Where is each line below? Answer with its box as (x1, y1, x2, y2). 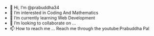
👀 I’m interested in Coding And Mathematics (9, 10, 99, 16)
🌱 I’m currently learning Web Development (9, 15, 95, 20)
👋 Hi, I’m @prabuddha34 (9, 5, 60, 10)
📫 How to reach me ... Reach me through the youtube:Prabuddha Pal (9, 26, 150, 31)
